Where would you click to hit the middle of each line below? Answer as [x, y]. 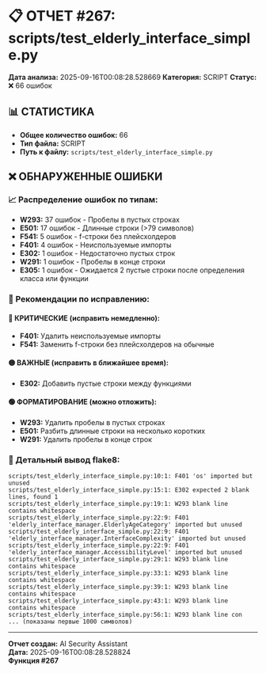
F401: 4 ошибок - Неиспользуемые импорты [95, 245]
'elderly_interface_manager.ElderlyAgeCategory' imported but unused [125, 525]
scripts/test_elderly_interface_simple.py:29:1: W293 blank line [118, 560]
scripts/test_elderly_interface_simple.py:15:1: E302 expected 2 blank [129, 490]
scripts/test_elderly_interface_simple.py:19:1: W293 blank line [118, 504]
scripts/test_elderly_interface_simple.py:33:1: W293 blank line [118, 573]
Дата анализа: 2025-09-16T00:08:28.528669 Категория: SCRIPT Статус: [133, 77]
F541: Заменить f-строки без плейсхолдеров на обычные [117, 344]
